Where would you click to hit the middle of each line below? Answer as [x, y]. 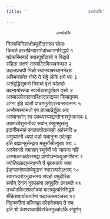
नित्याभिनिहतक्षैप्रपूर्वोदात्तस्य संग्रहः [36, 44]
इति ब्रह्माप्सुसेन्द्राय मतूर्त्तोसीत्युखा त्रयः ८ [41, 143]
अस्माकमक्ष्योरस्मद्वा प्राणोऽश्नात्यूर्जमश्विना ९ [45, 156]
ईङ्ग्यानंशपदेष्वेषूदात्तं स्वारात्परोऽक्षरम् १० [43, 170]
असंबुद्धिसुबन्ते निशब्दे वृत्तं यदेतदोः [36, 84]
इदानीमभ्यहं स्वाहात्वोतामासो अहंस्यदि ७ [41, 130]
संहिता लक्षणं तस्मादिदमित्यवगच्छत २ [39, 64]
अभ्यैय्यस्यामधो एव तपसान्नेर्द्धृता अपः [38, 110]
